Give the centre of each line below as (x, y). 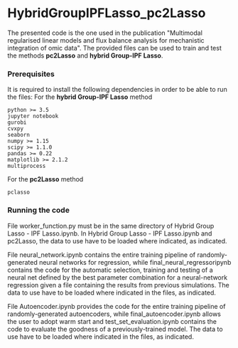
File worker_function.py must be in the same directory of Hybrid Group (111, 226)
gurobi (17, 122)
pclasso (19, 193)
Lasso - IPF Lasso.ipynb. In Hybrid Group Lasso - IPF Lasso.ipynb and (110, 233)
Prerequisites (31, 74)
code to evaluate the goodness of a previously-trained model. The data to (115, 329)
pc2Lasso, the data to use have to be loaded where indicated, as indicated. (117, 241)
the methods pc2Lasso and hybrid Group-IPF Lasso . (85, 56)
